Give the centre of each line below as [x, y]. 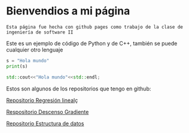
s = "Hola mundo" [28, 61]
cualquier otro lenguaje [35, 50]
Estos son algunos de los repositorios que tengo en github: [79, 89]
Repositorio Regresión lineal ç [42, 100]
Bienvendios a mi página [68, 11]
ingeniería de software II [40, 32]
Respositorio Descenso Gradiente [48, 111]
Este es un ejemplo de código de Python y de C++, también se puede [92, 43]
